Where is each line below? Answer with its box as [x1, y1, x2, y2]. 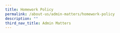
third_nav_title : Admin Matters [5, 20, 71, 26]
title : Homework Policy [5, 7, 54, 12]
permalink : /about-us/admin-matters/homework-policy [5, 12, 115, 16]
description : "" [5, 16, 38, 21]
